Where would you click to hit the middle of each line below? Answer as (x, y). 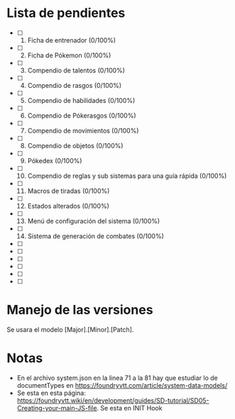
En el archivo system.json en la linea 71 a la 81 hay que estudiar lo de (117, 378)
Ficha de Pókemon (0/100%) (69, 55)
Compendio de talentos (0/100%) (76, 70)
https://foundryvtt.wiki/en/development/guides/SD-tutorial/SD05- (113, 400)
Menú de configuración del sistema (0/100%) (94, 220)
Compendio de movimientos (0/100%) (83, 130)
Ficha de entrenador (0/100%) (72, 40)
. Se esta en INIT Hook (130, 408)
